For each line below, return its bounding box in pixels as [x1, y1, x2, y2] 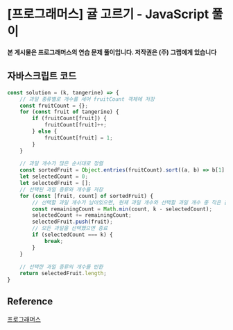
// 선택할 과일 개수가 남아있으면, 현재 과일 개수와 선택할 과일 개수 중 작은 [32, 199, 221, 206]
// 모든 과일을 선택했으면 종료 [32, 225, 108, 232]
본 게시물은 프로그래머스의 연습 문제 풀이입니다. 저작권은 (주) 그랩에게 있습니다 [7, 48, 217, 56]
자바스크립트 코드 [7, 70, 77, 82]
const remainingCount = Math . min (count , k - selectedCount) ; [32, 206, 213, 213]
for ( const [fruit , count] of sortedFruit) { [19, 192, 154, 199]
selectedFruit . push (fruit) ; [32, 218, 113, 226]
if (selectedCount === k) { [32, 231, 113, 238]
